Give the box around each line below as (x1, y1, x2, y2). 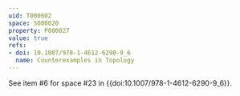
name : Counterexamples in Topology (15, 57, 135, 65)
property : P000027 (8, 26, 70, 34)
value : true (8, 34, 48, 42)
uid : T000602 (8, 11, 52, 20)
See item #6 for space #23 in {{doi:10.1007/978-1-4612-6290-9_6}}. (8, 78, 233, 88)
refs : (8, 42, 26, 50)
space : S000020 (8, 19, 59, 27)
